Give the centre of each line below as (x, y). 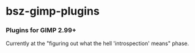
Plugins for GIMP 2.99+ (41, 30)
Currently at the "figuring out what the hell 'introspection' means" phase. (97, 43)
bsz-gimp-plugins (53, 11)
